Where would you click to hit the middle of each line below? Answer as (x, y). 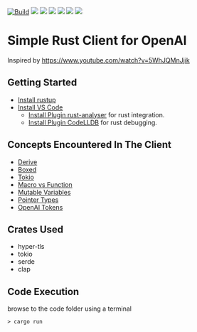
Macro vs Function (45, 184)
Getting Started (42, 83)
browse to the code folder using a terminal (69, 309)
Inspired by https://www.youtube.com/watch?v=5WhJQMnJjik (98, 60)
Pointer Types (38, 200)
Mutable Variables (44, 192)
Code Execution (43, 291)
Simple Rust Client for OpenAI (97, 41)
